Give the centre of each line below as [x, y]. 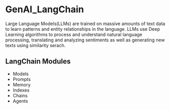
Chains [20, 95]
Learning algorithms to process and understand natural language [74, 34]
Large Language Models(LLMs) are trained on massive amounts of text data [85, 24]
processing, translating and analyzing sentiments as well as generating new [85, 40]
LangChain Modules [38, 62]
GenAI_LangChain [45, 9]
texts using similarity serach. [35, 45]
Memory [22, 84]
